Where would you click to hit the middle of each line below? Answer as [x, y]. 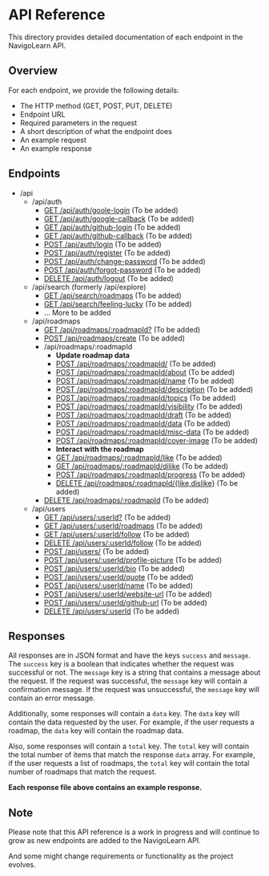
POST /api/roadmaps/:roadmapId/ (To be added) [136, 364]
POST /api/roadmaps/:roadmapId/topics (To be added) [146, 397]
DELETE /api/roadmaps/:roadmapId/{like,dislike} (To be [147, 483]
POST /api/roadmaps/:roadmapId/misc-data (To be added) [153, 432]
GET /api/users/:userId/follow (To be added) [116, 534]
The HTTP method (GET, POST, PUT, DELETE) [96, 105]
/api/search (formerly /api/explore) [89, 287]
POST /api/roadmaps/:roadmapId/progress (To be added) [151, 475]
